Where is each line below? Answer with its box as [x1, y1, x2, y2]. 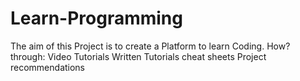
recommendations [10, 61, 86, 73]
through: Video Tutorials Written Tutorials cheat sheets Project [10, 50, 267, 62]
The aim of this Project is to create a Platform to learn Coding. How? [10, 40, 291, 52]
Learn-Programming [10, 7, 183, 30]
